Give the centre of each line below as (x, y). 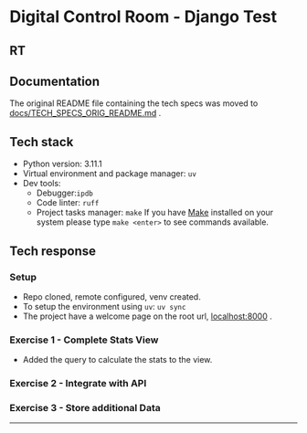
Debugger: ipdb (64, 193)
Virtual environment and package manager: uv (109, 174)
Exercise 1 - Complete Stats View (84, 340)
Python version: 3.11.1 (62, 164)
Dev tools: (42, 184)
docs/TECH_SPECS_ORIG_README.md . (85, 113)
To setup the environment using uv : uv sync (104, 306)
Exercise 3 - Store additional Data (85, 408)
